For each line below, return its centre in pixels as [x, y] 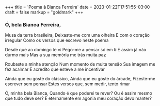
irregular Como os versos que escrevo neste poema [57, 40]
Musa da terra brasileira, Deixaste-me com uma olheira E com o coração [77, 35]
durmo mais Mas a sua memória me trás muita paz [56, 55]
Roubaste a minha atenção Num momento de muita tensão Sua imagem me [80, 64]
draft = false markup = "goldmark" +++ [44, 12]
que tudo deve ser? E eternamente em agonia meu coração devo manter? [78, 98]
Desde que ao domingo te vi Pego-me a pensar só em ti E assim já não [76, 50]
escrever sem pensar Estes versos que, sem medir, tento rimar [67, 84]
